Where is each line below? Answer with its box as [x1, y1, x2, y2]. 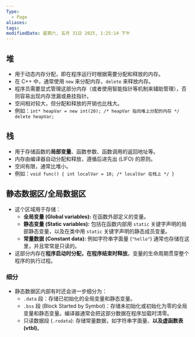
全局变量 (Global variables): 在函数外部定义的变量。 [23, 213, 149, 220]
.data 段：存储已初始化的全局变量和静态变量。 [23, 295, 136, 302]
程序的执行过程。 [14, 257, 56, 264]
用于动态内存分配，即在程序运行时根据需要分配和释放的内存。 [14, 70, 164, 77]
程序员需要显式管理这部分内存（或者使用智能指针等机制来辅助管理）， [14, 85, 182, 92]
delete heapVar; [14, 114, 54, 119]
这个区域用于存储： [14, 205, 61, 212]
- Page [11, 14, 28, 20]
